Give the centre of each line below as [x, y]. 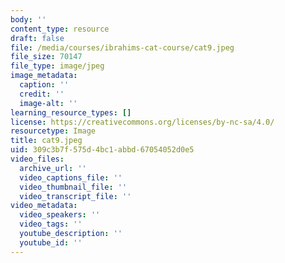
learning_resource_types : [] [71, 112]
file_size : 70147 [46, 57]
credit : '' [42, 94]
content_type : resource [60, 29]
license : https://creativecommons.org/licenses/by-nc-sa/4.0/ [142, 122]
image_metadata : [44, 76]
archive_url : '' [53, 168]
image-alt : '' [48, 103]
